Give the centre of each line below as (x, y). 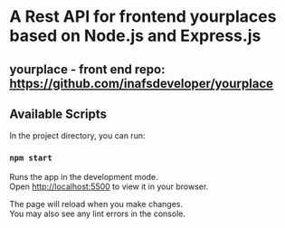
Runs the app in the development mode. (84, 176)
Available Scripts (58, 114)
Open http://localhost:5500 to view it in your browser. (109, 186)
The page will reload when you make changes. (96, 204)
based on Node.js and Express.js (135, 36)
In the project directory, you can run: (77, 136)
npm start (31, 158)
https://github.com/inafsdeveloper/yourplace (142, 83)
